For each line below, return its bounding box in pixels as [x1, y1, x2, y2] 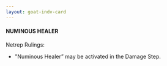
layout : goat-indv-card [6, 8, 67, 15]
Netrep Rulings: [6, 41, 45, 48]
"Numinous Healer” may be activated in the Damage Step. [14, 53, 161, 60]
